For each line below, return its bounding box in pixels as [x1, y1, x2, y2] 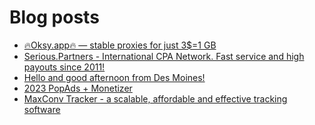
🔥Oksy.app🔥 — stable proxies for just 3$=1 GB [23, 39, 217, 51]
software [23, 103, 61, 115]
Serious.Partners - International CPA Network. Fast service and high [23, 50, 305, 62]
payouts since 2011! [23, 61, 106, 73]
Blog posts [9, 6, 100, 29]
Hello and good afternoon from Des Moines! [23, 71, 206, 83]
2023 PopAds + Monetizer [23, 82, 133, 94]
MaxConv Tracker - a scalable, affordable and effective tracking [23, 92, 288, 105]
